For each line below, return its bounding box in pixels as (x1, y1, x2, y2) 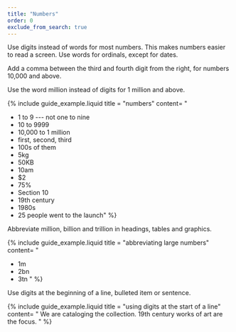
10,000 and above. (7, 72, 62, 80)
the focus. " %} (7, 317, 52, 326)
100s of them (17, 143, 57, 152)
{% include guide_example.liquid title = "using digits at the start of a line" (7, 302, 221, 311)
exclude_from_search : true (7, 23, 87, 31)
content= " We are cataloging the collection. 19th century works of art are (7, 310, 223, 319)
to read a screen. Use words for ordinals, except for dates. (7, 50, 178, 59)
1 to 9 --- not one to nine (17, 113, 90, 121)
